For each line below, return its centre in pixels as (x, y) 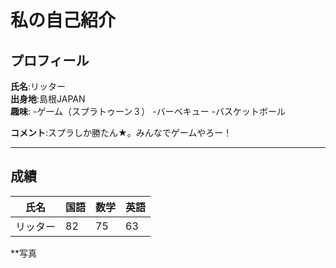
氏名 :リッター (38, 86)
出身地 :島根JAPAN (48, 99)
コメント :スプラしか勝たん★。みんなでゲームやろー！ (121, 132)
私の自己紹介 (63, 20)
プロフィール (50, 60)
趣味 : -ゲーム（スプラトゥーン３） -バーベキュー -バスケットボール (148, 111)
